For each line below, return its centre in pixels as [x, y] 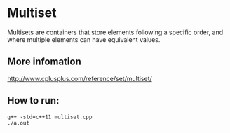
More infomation [45, 62]
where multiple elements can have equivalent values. [84, 39]
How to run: [33, 100]
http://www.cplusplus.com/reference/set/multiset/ [80, 78]
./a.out [19, 123]
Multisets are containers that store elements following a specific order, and [115, 32]
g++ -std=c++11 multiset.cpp [50, 117]
